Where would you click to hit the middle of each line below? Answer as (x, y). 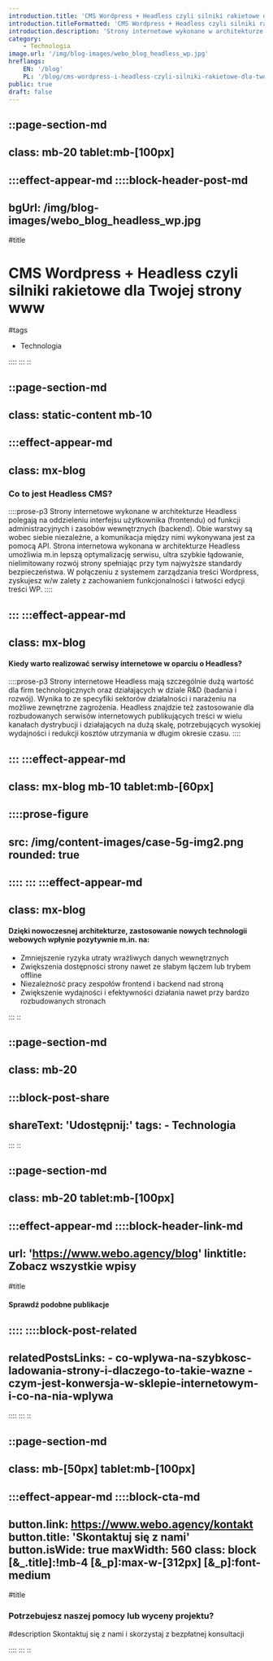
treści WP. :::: (30, 589)
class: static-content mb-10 (80, 415)
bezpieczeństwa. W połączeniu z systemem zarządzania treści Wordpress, (134, 572)
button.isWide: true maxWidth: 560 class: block (133, 1550)
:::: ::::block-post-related (73, 1330)
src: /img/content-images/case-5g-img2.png (126, 842)
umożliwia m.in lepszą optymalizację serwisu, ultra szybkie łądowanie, (126, 555)
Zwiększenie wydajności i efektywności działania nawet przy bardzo (134, 992)
